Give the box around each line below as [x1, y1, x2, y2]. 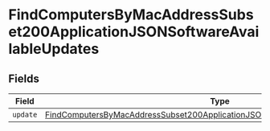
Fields [8, 72, 40, 85]
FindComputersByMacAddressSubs [8, 6, 255, 24]
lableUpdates [8, 40, 100, 58]
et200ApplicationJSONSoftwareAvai [8, 23, 260, 41]
